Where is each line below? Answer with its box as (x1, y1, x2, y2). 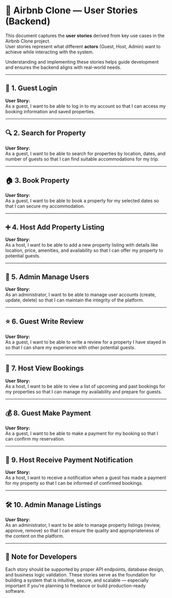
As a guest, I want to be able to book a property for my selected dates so (5, 197, 159, 204)
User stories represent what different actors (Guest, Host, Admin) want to (5, 43, 161, 49)
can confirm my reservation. (5, 436, 65, 442)
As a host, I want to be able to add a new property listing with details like (5, 242, 158, 248)
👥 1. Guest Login (5, 84, 57, 93)
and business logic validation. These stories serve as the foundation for (5, 571, 156, 577)
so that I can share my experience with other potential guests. (5, 344, 136, 350)
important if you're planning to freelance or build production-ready (5, 582, 146, 589)
